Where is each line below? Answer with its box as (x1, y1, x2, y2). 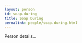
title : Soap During (4, 16, 44, 21)
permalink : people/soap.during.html (4, 20, 78, 25)
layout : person (4, 7, 35, 12)
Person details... (4, 33, 36, 39)
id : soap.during (4, 11, 37, 16)
